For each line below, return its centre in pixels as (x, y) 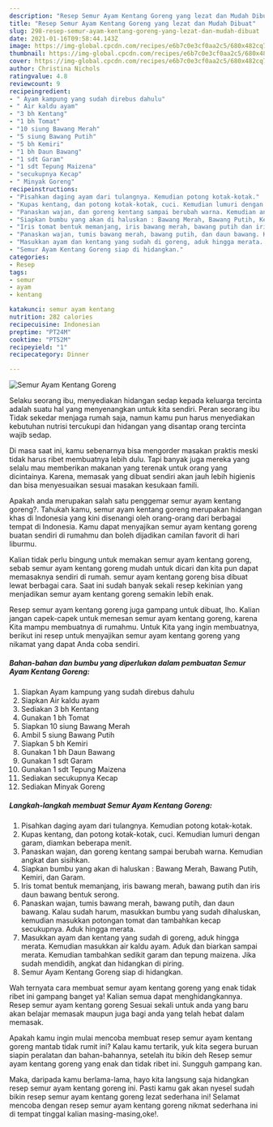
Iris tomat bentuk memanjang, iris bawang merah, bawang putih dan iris (141, 886)
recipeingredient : (40, 91)
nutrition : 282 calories (51, 317)
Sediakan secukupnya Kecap (69, 778)
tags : (18, 272)
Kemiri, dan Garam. (53, 877)
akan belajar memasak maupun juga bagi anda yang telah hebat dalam (127, 1013)
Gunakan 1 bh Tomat (55, 718)
